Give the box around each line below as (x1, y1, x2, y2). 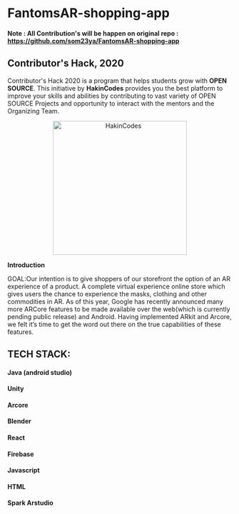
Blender (7, 417, 31, 425)
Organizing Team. (7, 106, 60, 115)
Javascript (7, 466, 41, 475)
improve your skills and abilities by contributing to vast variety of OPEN (7, 91, 216, 100)
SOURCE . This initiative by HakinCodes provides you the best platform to (7, 84, 223, 92)
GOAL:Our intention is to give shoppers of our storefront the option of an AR (7, 274, 230, 283)
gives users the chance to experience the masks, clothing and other (7, 289, 207, 298)
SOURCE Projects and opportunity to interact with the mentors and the (7, 99, 215, 108)
